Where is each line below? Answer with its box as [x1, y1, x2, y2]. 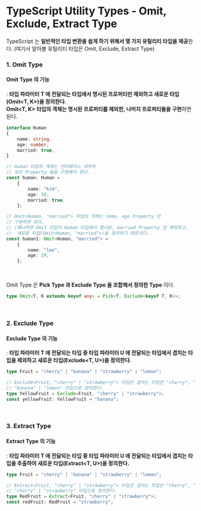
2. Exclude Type [6, 319, 54, 327]
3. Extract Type [6, 422, 51, 430]
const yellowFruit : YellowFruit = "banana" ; [6, 396, 119, 402]
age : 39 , [28, 191, 50, 197]
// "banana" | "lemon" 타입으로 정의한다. [6, 385, 103, 391]
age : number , [17, 142, 50, 148]
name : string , [17, 136, 52, 142]
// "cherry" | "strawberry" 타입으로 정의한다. [6, 488, 117, 494]
